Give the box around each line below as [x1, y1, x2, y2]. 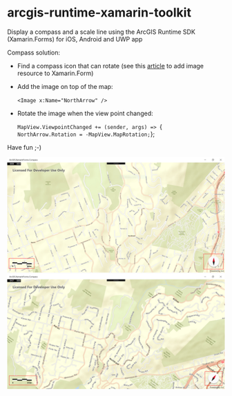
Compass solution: [7, 48, 61, 57]
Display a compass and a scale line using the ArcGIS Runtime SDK [7, 28, 195, 36]
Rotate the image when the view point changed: [17, 109, 153, 117]
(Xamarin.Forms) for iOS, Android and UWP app [7, 34, 143, 43]
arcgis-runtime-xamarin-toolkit [7, 5, 192, 21]
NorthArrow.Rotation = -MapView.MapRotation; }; [17, 130, 155, 138]
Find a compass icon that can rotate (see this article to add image [17, 61, 204, 70]
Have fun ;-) [7, 143, 42, 151]
